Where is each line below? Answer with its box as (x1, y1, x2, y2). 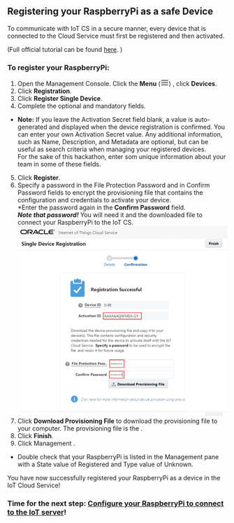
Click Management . (17, 439, 75, 447)
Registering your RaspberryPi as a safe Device (7, 6, 214, 18)
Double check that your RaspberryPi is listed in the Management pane (17, 452, 219, 461)
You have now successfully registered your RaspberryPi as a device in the (7, 473, 221, 482)
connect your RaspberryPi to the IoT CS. (17, 218, 134, 227)
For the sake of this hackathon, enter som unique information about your (17, 153, 226, 161)
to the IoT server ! (7, 507, 66, 517)
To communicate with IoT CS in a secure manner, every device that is (7, 24, 206, 32)
